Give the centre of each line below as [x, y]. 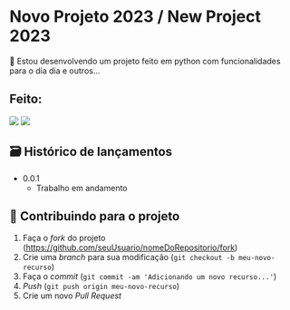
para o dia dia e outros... [55, 71]
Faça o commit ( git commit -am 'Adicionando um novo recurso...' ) [150, 276]
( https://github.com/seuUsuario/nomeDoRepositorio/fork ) [130, 247]
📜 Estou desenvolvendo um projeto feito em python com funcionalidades [145, 61]
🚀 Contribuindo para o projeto [95, 216]
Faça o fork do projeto [64, 238]
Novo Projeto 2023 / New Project [135, 17]
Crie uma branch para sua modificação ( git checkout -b [129, 257]
